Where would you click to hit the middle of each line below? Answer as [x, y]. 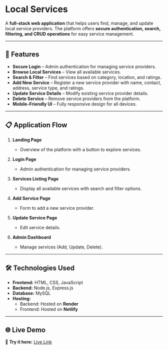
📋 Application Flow [36, 125]
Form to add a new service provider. [57, 208]
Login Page [24, 159]
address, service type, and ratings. [48, 88]
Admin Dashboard [32, 237]
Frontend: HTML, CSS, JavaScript [48, 283]
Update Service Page [35, 218]
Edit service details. [40, 227]
